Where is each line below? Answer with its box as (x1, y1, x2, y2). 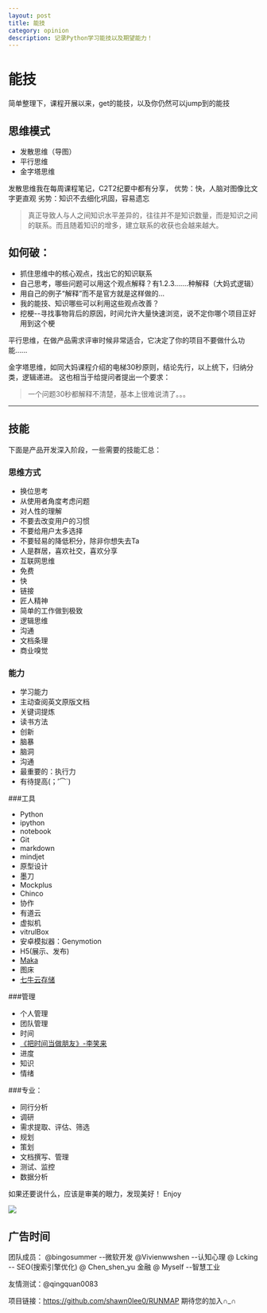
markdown (19, 844, 56, 853)
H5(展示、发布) (19, 947, 70, 956)
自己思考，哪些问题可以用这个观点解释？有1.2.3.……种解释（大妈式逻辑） (19, 278, 258, 288)
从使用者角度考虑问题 (19, 496, 90, 506)
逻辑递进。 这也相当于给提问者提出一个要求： (21, 372, 171, 382)
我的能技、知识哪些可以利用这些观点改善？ (19, 298, 160, 308)
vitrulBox (19, 927, 49, 937)
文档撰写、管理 (19, 1152, 69, 1162)
